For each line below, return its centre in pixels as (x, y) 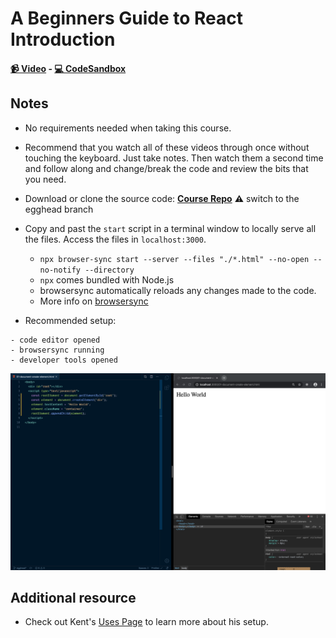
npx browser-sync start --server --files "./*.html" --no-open (174, 259)
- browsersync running (57, 350)
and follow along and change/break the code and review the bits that (166, 168)
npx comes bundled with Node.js (107, 279)
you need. (45, 179)
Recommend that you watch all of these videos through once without (167, 147)
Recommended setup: (70, 320)
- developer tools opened (64, 360)
